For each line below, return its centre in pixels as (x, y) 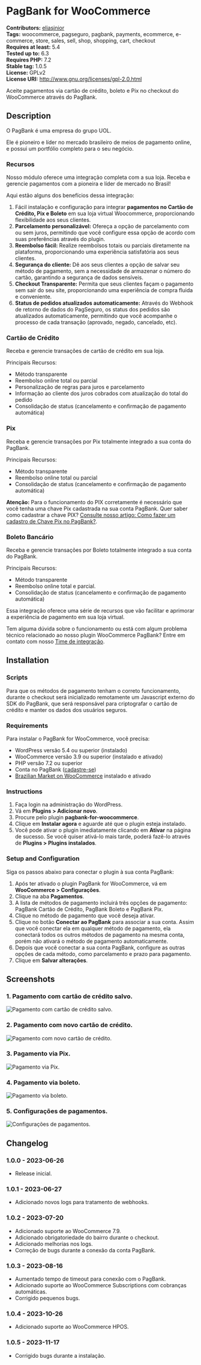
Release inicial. (33, 1173)
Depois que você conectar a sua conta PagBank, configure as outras (100, 948)
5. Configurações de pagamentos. (57, 1111)
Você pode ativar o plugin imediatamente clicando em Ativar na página (103, 830)
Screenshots (31, 979)
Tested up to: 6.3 (28, 53)
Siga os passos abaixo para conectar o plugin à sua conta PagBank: (90, 872)
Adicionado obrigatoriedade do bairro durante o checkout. (87, 1237)
